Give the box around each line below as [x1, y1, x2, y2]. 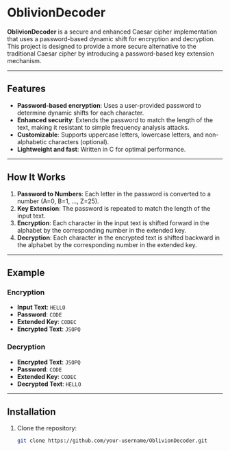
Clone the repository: [16, 424, 77, 432]
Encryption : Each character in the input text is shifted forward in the [16, 218, 210, 227]
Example [7, 266, 45, 279]
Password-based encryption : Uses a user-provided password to [16, 101, 202, 109]
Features [7, 83, 46, 95]
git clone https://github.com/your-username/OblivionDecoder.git [16, 437, 207, 444]
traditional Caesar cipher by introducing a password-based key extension [7, 49, 214, 58]
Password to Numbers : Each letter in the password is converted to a [16, 189, 211, 198]
